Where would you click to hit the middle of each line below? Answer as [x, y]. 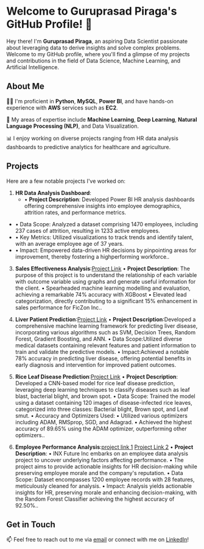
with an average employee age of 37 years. [69, 243]
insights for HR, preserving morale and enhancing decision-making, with [106, 492]
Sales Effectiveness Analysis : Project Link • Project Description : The [103, 268]
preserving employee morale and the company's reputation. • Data [99, 473]
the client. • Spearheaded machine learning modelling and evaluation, [103, 288]
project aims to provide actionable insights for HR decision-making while [106, 466]
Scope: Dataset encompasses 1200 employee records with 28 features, [105, 479]
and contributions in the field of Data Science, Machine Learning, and [93, 61]
